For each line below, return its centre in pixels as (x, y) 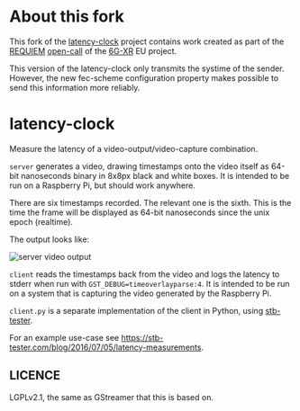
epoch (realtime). (41, 221)
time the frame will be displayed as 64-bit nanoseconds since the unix (140, 212)
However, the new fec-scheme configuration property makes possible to (144, 77)
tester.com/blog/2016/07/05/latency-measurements (105, 347)
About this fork (67, 17)
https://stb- (142, 337)
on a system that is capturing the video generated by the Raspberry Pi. (141, 293)
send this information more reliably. (75, 87)
